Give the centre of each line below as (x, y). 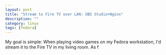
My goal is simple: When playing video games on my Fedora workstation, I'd (83, 42)
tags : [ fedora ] (21, 28)
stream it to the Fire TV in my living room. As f (52, 47)
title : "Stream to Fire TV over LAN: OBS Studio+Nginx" (64, 14)
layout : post (19, 10)
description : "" (22, 19)
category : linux (22, 23)
